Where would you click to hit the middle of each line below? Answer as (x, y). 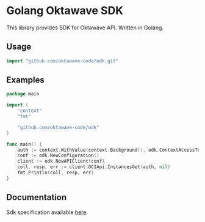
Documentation (37, 197)
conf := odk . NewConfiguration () (58, 156)
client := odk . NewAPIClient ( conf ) (61, 161)
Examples (25, 80)
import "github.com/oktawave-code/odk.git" (63, 61)
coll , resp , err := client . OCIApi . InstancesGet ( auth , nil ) (94, 167)
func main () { (24, 144)
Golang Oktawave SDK (65, 11)
